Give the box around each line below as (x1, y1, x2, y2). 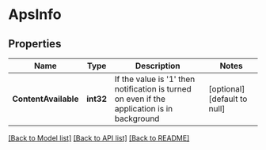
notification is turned (114, 84, 192, 94)
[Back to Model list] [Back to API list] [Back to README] (8, 133, 190, 143)
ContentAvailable (12, 93, 79, 104)
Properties (8, 37, 62, 51)
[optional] (208, 84, 245, 94)
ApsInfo (8, 6, 62, 24)
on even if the (114, 93, 166, 104)
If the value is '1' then (114, 73, 196, 84)
